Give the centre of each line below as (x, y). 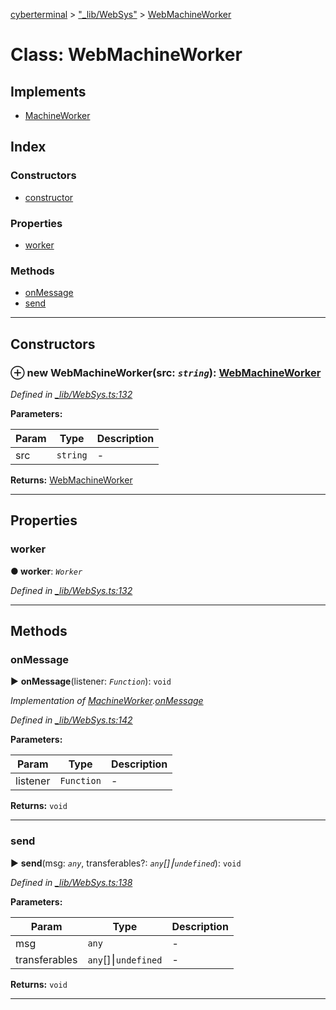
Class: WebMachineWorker (126, 55)
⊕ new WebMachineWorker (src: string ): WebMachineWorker (166, 372)
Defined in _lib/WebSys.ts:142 (71, 720)
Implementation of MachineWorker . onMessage (107, 701)
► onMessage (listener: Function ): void (91, 681)
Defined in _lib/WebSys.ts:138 (71, 882)
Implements (48, 91)
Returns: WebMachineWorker (71, 480)
